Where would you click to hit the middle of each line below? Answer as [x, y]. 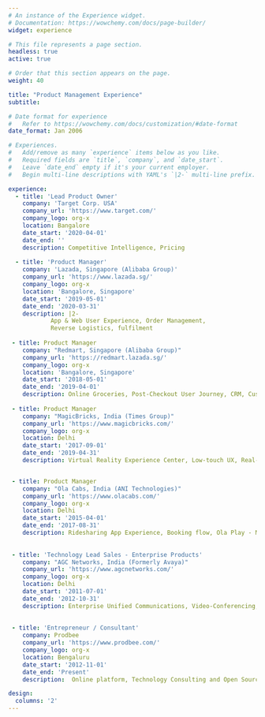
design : [21, 694]
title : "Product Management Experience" [76, 95]
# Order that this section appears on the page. [90, 73]
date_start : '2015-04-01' [65, 518]
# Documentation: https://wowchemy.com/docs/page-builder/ [107, 23]
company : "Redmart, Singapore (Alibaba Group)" [102, 350]
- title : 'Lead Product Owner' [67, 196]
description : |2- [51, 314]
